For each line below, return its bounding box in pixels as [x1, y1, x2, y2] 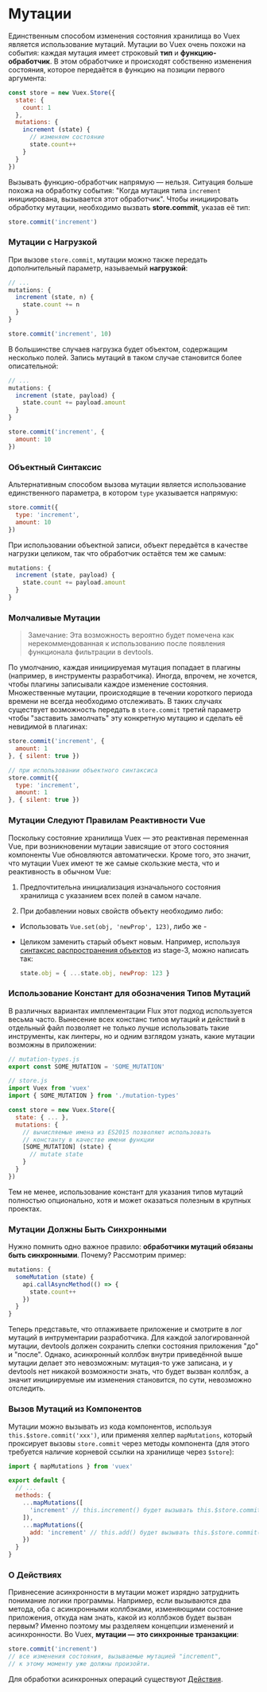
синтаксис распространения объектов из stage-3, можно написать [19, 945, 250, 955]
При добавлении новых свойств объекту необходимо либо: [19, 906, 224, 916]
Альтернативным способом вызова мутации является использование [8, 480, 246, 489]
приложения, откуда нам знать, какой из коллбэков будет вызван [8, 1612, 232, 1623]
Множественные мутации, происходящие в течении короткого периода [8, 688, 253, 698]
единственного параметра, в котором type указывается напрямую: [8, 488, 238, 498]
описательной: [8, 361, 59, 371]
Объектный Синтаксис [8, 461, 102, 473]
